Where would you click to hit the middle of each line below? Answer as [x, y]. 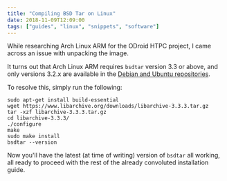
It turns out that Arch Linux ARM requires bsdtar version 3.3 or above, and [112, 67]
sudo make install [34, 136]
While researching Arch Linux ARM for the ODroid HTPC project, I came [109, 46]
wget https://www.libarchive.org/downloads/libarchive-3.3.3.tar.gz [108, 106]
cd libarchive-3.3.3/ [38, 118]
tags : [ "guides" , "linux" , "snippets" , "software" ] [83, 26]
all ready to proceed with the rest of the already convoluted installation [108, 162]
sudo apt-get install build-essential [63, 100]
